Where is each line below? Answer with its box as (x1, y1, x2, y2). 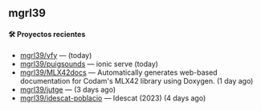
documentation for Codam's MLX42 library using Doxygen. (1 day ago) (19, 76, 254, 85)
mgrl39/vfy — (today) (19, 50, 92, 60)
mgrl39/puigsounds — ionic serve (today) (19, 59, 159, 68)
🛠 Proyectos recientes (8, 29, 86, 39)
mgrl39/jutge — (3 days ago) (19, 84, 116, 94)
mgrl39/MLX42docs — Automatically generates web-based (19, 68, 218, 77)
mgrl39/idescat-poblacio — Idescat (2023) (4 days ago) (19, 92, 206, 103)
